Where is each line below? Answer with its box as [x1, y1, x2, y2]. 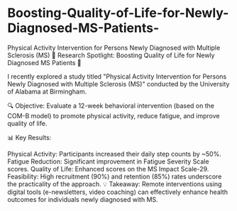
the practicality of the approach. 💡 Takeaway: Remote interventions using [7, 179, 222, 188]
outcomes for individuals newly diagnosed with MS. [7, 195, 158, 203]
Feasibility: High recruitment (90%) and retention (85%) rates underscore [7, 172, 222, 181]
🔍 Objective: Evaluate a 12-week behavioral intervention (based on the [7, 101, 215, 110]
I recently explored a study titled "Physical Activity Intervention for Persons [7, 72, 227, 81]
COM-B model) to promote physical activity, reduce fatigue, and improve [7, 111, 220, 120]
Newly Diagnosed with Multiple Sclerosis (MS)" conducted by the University [7, 79, 230, 88]
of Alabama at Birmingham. [7, 87, 87, 96]
